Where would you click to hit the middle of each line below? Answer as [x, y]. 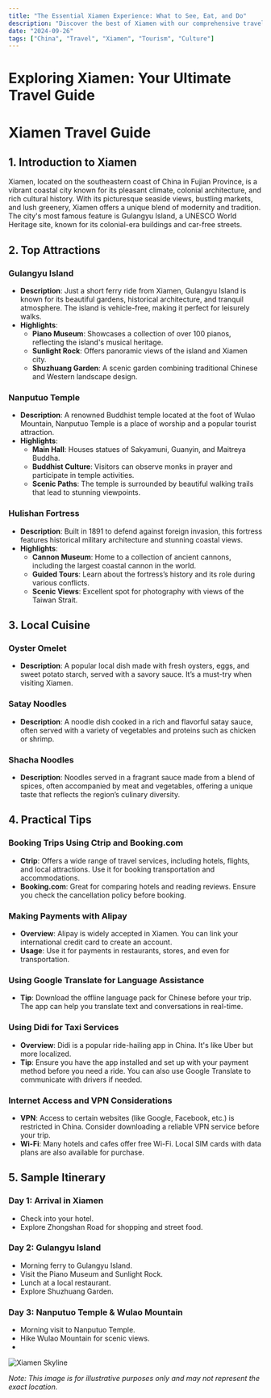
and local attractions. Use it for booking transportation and [117, 869]
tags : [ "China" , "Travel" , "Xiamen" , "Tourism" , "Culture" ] [112, 38]
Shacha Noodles [41, 759]
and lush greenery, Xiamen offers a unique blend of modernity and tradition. [135, 208]
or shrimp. [37, 739]
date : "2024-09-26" [41, 31]
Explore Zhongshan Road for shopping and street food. [111, 1227]
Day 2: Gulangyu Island [55, 1248]
